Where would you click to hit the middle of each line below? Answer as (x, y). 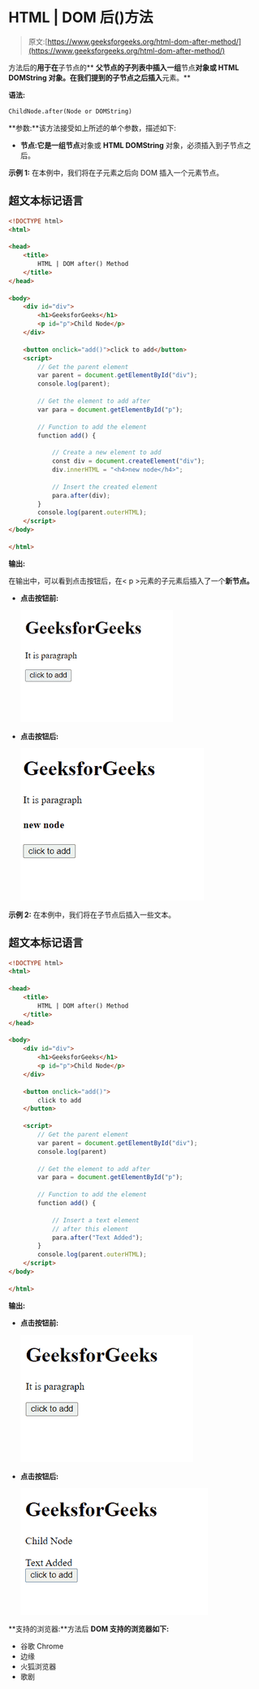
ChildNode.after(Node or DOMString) (70, 111)
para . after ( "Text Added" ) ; (97, 1238)
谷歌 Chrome (42, 1646)
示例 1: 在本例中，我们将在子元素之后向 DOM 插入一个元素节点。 (116, 172)
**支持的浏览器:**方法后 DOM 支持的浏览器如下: (88, 1629)
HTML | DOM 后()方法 (81, 17)
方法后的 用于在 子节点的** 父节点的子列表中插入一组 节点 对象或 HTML (124, 67)
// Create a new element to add (106, 453)
